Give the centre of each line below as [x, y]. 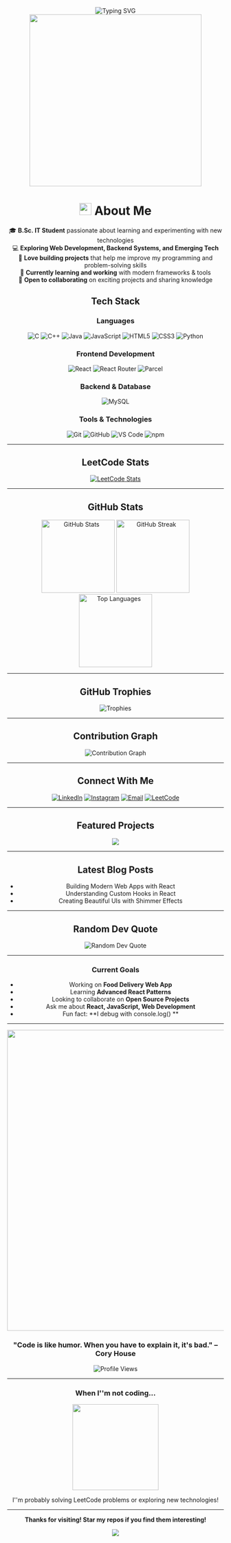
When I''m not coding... [115, 1393]
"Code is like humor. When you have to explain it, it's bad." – [115, 1345]
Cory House [115, 1354]
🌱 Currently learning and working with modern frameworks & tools [115, 272]
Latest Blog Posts [115, 869]
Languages [115, 321]
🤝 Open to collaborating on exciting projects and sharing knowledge [115, 280]
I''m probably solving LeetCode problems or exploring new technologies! [115, 1500]
